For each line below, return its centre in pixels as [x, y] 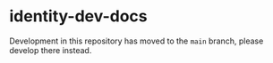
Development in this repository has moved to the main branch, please [136, 41]
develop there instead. [51, 50]
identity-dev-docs [78, 16]
